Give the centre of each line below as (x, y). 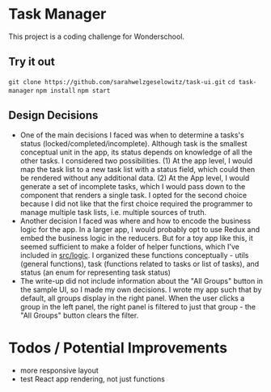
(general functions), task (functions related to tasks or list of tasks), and (140, 263)
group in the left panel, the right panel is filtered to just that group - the (138, 306)
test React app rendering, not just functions (93, 379)
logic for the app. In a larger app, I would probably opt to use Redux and (140, 229)
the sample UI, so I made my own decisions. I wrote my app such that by (141, 289)
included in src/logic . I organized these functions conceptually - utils (134, 255)
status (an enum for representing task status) (95, 272)
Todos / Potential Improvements (118, 348)
